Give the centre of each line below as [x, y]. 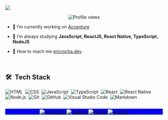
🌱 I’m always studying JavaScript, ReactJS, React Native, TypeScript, [85, 36]
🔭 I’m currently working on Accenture [51, 27]
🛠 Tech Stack [28, 77]
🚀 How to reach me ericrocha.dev [47, 51]
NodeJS [21, 42]
